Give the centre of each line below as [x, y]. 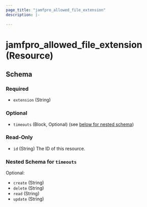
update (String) [29, 199]
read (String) [26, 194]
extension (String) [32, 100]
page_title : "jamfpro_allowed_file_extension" [56, 10]
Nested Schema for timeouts [41, 162]
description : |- [23, 15]
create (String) [29, 183]
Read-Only [20, 137]
